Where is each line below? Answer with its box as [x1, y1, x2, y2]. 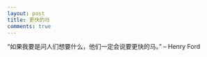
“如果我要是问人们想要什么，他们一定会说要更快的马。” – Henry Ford [7, 43, 201, 51]
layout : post [7, 10, 45, 17]
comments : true [7, 23, 51, 30]
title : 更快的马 [7, 16, 50, 23]
